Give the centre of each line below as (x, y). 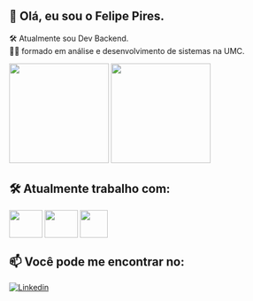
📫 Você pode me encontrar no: (97, 262)
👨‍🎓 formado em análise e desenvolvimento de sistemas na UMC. (127, 50)
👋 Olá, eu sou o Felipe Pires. (87, 16)
